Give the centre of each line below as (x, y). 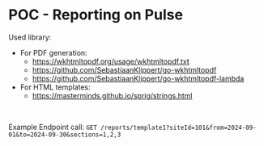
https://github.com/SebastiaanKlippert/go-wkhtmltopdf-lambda (138, 78)
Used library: (30, 37)
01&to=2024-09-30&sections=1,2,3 (65, 135)
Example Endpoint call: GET (53, 127)
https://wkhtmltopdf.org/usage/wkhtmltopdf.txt (111, 61)
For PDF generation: (53, 52)
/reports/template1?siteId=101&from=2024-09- (179, 127)
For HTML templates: (55, 87)
